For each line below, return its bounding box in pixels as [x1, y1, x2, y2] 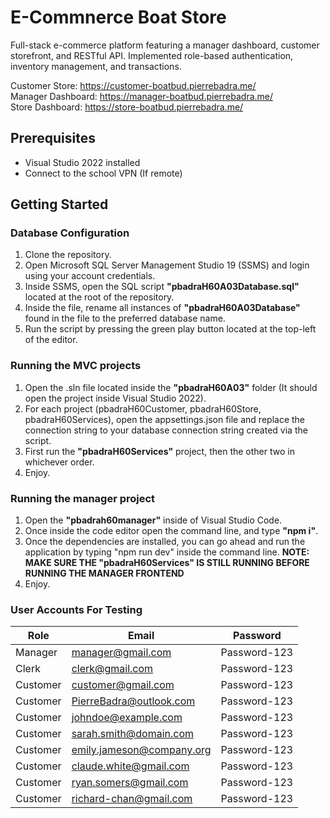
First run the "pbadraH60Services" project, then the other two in [24, 445, 295, 457]
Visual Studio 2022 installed [24, 156, 141, 168]
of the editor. [24, 334, 78, 346]
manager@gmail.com [71, 646, 172, 660]
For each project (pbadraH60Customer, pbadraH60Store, [24, 402, 262, 415]
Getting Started [10, 196, 109, 213]
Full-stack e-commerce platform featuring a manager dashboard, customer [10, 39, 320, 51]
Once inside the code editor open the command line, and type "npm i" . [24, 525, 319, 537]
